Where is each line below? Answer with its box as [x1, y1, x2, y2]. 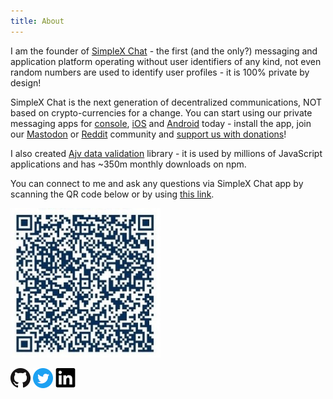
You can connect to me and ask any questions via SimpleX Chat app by [10, 177, 304, 189]
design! [10, 76, 42, 89]
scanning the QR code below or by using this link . [10, 188, 215, 200]
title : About [10, 16, 65, 26]
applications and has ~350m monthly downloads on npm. [10, 158, 247, 170]
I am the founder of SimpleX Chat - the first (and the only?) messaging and [10, 45, 318, 57]
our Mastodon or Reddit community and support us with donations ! [10, 128, 287, 140]
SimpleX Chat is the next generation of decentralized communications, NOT [10, 96, 322, 108]
